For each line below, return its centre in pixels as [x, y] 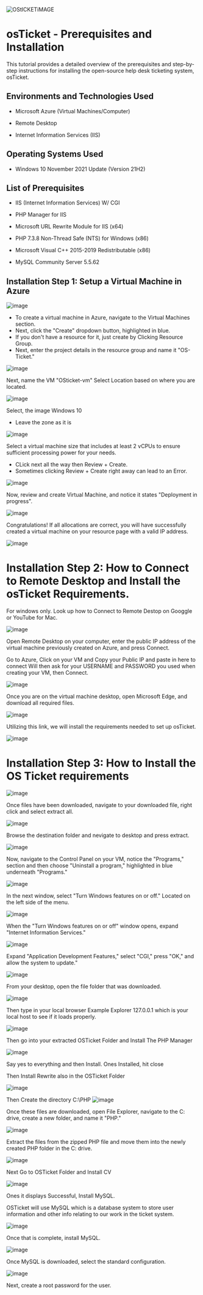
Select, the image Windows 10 [44, 411]
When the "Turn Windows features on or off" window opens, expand [92, 926]
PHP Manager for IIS [41, 215]
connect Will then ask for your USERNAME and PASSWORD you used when [101, 666]
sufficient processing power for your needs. [62, 452]
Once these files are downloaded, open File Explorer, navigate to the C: [96, 1112]
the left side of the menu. [38, 903]
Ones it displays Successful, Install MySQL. [61, 1196]
